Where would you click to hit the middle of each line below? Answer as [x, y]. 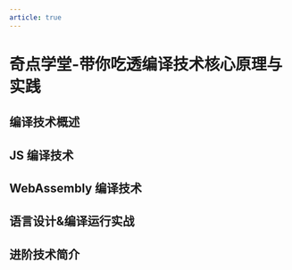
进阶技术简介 [45, 254]
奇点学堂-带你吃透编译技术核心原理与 [146, 64]
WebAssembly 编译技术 [76, 188]
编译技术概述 [45, 123]
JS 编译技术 [42, 155]
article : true [36, 17]
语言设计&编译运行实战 [72, 221]
